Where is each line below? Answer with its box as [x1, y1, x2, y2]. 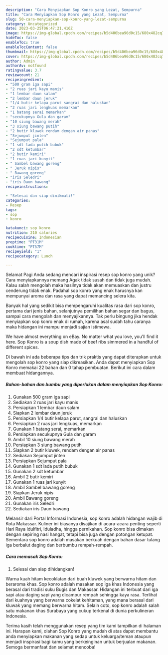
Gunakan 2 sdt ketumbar [12, 469, 64, 475]
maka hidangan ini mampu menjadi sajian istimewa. [5, 324, 111, 330]
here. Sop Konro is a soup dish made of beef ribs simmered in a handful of [5, 339, 159, 345]
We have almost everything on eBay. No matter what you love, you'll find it [5, 334, 159, 340]
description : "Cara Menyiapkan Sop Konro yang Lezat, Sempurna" [5, 7, 142, 13]
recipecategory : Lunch [5, 253, 53, 258]
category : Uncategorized [5, 21, 57, 27]
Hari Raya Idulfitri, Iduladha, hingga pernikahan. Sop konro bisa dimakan [5, 526, 154, 532]
